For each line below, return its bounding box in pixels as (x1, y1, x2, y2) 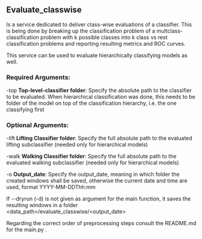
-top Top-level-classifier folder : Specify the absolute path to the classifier (6, 87, 192, 94)
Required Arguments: (6, 73, 71, 81)
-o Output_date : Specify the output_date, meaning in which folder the (6, 171, 180, 178)
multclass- (156, 27, 183, 34)
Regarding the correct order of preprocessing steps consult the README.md (6, 220, 197, 227)
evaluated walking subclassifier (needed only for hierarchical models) (6, 159, 179, 166)
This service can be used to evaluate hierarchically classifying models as (6, 51, 188, 59)
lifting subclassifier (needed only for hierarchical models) (6, 141, 148, 148)
